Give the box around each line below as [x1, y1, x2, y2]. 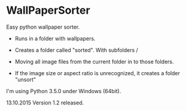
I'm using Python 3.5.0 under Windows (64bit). [6, 87, 121, 94]
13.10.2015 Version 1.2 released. [6, 99, 84, 106]
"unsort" [14, 76, 36, 83]
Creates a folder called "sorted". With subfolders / [14, 46, 139, 54]
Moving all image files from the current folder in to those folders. [14, 58, 174, 65]
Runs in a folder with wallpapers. [14, 35, 96, 42]
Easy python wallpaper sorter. [6, 23, 80, 30]
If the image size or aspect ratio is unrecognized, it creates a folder [14, 69, 181, 76]
